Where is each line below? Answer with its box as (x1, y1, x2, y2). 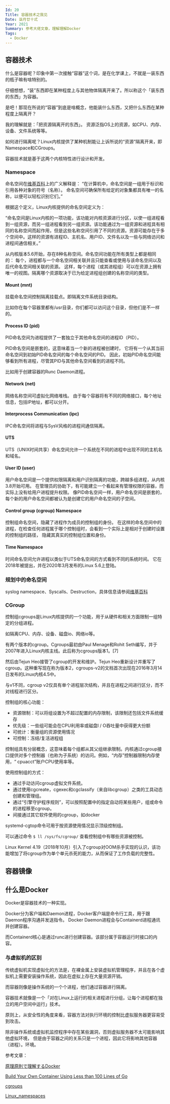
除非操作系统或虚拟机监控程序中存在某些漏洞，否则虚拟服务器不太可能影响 (5, 1029, 160, 1035)
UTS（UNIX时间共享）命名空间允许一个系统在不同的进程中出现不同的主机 (5, 447, 158, 452)
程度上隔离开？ (5, 110, 36, 116)
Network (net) (5, 380, 36, 386)
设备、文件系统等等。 (5, 128, 50, 134)
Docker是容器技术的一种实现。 (5, 900, 69, 906)
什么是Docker (5, 885, 49, 894)
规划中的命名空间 (5, 576, 47, 583)
